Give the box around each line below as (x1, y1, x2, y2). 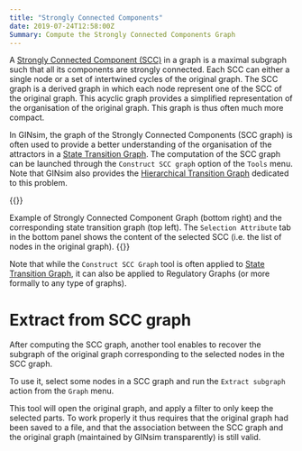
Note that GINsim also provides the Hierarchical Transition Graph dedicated (9, 168, 289, 179)
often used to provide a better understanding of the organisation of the (9, 139, 272, 150)
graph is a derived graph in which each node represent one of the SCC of (9, 83, 282, 95)
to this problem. (9, 178, 68, 189)
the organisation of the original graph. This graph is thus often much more (9, 103, 284, 114)
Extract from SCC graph (9, 309, 192, 330)
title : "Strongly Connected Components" (9, 13, 164, 23)
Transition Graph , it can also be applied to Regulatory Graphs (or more (9, 268, 270, 280)
